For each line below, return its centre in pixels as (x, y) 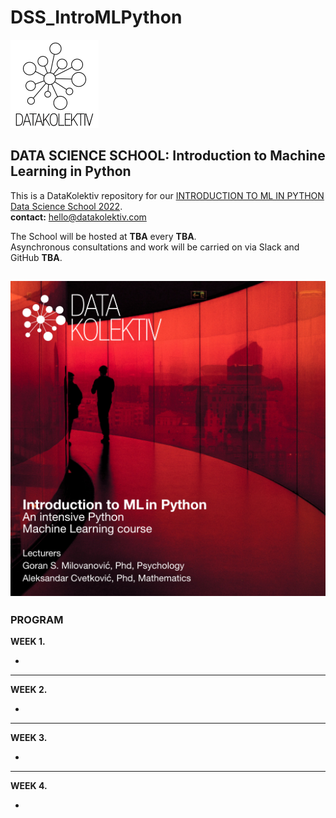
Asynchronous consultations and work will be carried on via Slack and (155, 247)
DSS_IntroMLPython (96, 17)
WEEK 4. (29, 786)
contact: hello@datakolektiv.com (78, 217)
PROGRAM (37, 620)
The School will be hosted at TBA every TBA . (103, 236)
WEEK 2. (29, 690)
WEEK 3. (29, 738)
